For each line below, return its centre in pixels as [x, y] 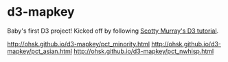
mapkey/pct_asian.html [39, 51]
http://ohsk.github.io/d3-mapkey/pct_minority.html [78, 44]
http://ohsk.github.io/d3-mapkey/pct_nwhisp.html [144, 51]
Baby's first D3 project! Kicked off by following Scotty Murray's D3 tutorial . [113, 31]
